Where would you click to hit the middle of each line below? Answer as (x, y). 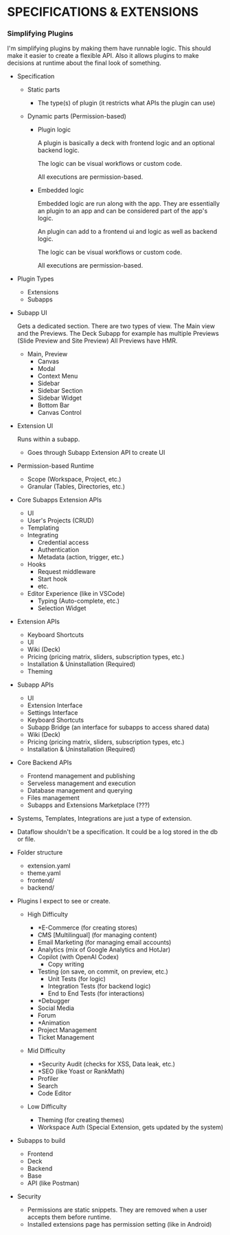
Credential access (63, 543)
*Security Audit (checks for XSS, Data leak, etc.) (106, 1064)
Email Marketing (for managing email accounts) (104, 943)
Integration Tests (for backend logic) (99, 986)
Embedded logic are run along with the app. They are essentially (129, 204)
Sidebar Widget (60, 398)
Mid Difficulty (46, 1051)
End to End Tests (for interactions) (96, 994)
